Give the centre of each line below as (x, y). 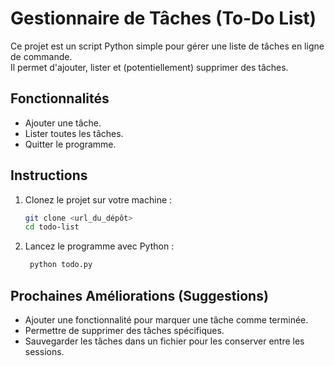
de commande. (41, 56)
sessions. (44, 351)
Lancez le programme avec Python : (99, 246)
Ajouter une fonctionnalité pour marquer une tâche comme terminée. (166, 320)
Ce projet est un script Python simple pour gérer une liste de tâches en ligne (167, 46)
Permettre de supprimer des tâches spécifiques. (124, 330)
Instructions (49, 175)
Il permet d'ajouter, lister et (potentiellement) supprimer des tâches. (149, 67)
